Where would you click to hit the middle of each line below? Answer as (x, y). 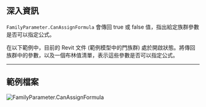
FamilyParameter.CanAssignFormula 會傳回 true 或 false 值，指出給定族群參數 (103, 27)
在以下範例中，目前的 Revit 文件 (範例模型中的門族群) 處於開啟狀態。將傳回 (101, 47)
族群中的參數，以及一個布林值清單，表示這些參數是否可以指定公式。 (92, 55)
